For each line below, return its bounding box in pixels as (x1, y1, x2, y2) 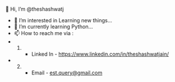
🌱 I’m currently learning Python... (13, 23, 93, 30)
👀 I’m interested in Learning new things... (13, 17, 113, 23)
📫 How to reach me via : (13, 30, 74, 36)
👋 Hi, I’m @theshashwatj (5, 6, 64, 12)
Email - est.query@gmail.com (31, 69, 103, 76)
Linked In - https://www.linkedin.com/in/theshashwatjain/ (31, 50, 169, 57)
